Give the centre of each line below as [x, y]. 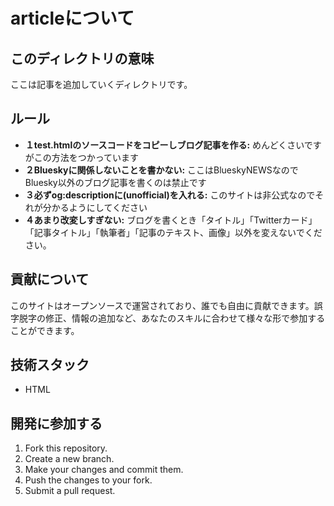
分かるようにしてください [95, 207]
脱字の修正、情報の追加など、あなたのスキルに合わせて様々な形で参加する [172, 318]
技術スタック [50, 365]
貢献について [50, 279]
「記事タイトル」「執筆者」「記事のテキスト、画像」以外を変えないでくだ [173, 232]
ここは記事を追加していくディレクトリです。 [101, 84]
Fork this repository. [66, 448]
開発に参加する [56, 423]
